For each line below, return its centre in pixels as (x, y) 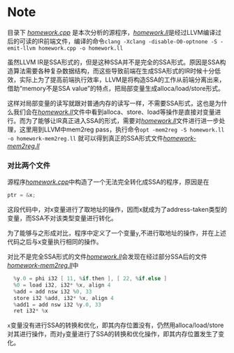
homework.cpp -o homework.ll (81, 48)
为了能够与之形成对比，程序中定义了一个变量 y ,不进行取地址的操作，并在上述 (117, 233)
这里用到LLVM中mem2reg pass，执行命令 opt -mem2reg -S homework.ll (122, 129)
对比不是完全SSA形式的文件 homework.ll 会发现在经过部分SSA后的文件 (107, 257)
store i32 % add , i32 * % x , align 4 (64, 298)
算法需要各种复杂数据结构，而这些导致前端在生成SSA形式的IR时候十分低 (117, 71)
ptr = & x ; (22, 195)
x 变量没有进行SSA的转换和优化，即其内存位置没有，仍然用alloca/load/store (116, 325)
